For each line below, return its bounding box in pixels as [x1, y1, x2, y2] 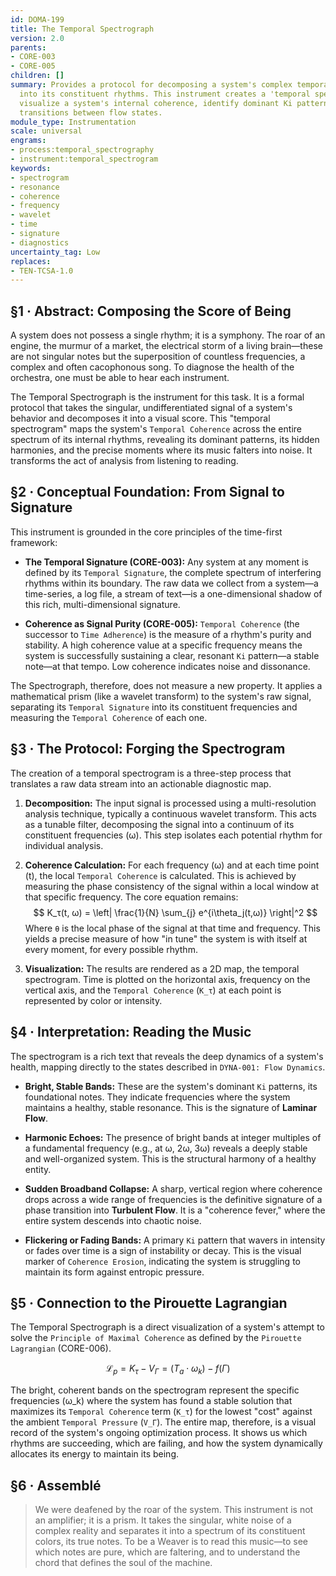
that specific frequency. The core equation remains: [24, 891, 239, 903]
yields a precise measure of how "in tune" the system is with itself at [24, 932, 308, 945]
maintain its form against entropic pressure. [24, 1266, 205, 1278]
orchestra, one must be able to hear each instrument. [10, 372, 230, 384]
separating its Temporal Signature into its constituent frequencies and [10, 701, 298, 713]
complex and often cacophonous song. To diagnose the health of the [10, 361, 295, 373]
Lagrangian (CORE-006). [10, 1342, 112, 1355]
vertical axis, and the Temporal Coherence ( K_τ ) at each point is [24, 984, 282, 996]
